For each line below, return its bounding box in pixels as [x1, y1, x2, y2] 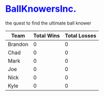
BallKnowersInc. [5, 3, 76, 15]
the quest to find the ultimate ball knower [5, 20, 92, 26]
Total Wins [33, 32, 60, 39]
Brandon [8, 40, 29, 47]
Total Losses [64, 32, 97, 39]
